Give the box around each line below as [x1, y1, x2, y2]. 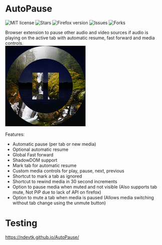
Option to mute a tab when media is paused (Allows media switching [12, 194, 154, 200]
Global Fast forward [12, 151, 54, 157]
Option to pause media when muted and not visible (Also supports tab [12, 184, 157, 190]
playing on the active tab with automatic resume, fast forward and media [5, 35, 155, 41]
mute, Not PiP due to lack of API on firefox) [12, 189, 101, 195]
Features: [5, 131, 25, 137]
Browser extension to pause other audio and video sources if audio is [5, 29, 149, 35]
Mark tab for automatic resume [12, 162, 77, 169]
